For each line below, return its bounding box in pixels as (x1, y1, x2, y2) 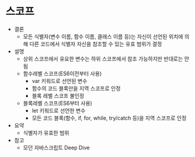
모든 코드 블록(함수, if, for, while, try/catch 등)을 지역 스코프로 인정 (31, 114, 187, 121)
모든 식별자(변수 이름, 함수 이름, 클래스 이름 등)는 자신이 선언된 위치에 (23, 33, 183, 40)
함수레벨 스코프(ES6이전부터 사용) (23, 70, 102, 77)
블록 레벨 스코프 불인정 (31, 92, 85, 99)
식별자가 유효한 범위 (23, 129, 69, 136)
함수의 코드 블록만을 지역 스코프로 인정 (31, 85, 121, 92)
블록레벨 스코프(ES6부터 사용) (23, 100, 92, 107)
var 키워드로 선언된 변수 (31, 77, 88, 84)
